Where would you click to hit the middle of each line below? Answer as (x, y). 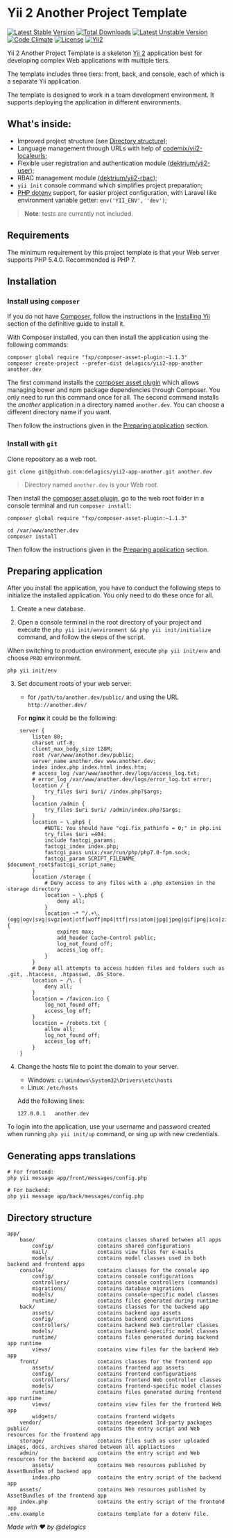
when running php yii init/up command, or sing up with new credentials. (113, 1134)
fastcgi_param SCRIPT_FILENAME (89, 859)
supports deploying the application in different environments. (94, 102)
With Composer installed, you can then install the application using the (108, 337)
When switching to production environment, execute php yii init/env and (114, 651)
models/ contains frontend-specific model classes (127, 1386)
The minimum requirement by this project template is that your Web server (113, 252)
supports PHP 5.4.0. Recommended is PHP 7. (72, 260)
